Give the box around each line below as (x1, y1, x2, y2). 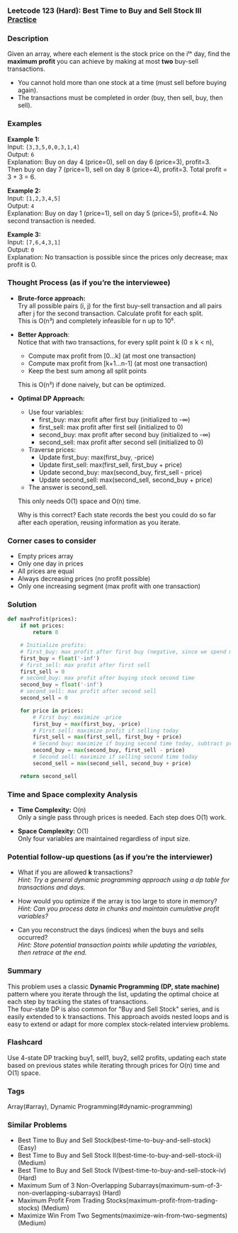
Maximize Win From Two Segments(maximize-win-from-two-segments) (17, 1211, 228, 1220)
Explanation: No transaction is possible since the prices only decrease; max (7, 252, 228, 261)
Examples (7, 119, 42, 129)
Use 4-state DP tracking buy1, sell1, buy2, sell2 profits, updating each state (7, 1053, 227, 1062)
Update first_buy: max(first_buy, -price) (38, 453, 154, 461)
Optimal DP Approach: (17, 394, 85, 402)
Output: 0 (7, 245, 35, 254)
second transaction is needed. (7, 216, 96, 225)
